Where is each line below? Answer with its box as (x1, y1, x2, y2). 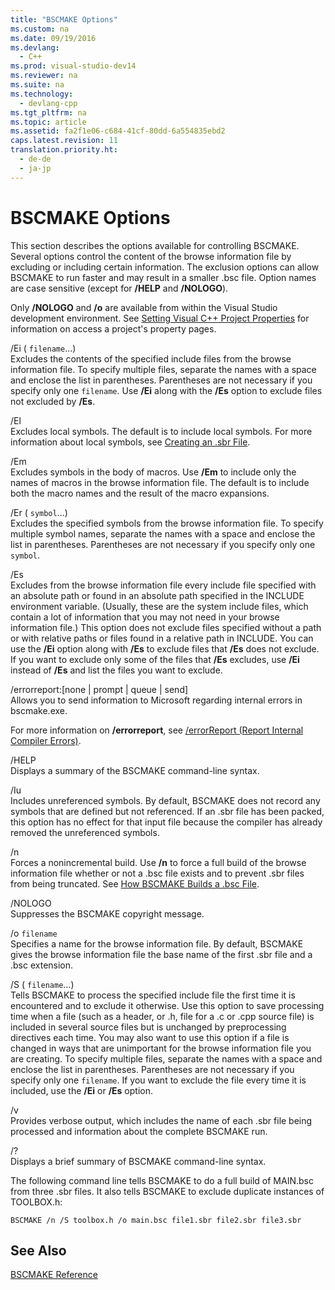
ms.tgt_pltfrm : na (10, 107, 87, 118)
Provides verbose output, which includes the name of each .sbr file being (10, 1114, 313, 1126)
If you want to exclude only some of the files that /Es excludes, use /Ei (10, 653, 300, 665)
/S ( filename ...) (10, 978, 75, 990)
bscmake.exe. (10, 704, 68, 716)
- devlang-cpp (19, 98, 78, 108)
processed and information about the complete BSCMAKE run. (10, 1125, 268, 1137)
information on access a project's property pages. (10, 322, 217, 335)
